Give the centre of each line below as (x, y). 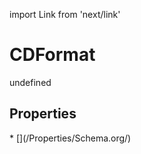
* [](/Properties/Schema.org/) (70, 138)
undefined (30, 82)
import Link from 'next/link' (65, 14)
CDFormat (52, 55)
